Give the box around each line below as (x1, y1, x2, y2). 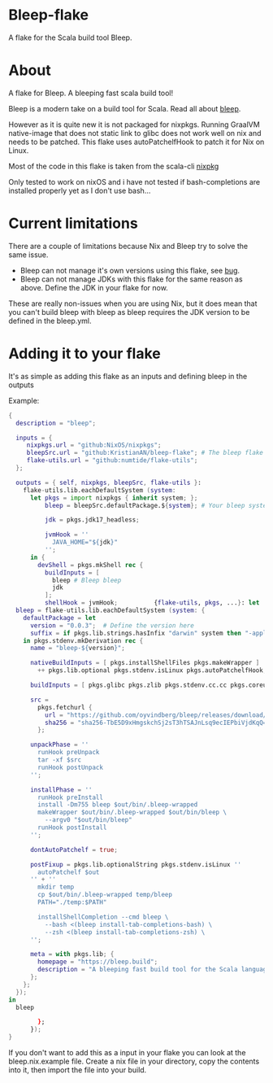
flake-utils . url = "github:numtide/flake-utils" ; (26, 456, 198, 465)
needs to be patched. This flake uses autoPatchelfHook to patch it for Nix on (8, 137, 265, 146)
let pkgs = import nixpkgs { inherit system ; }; (29, 494, 198, 502)
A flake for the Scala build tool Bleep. (8, 33, 132, 42)
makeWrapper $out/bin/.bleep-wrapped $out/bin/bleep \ (37, 808, 227, 817)
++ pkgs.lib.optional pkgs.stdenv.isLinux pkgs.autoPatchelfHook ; (37, 666, 267, 675)
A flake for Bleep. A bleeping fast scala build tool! (8, 88, 174, 98)
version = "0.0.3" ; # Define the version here (29, 621, 195, 630)
